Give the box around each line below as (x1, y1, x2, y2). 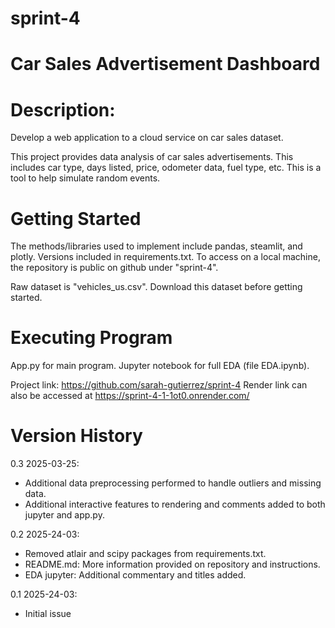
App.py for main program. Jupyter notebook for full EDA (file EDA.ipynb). (10, 360, 310, 372)
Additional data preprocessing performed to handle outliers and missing (24, 477, 322, 489)
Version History (10, 425, 143, 447)
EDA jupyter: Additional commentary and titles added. (24, 569, 247, 581)
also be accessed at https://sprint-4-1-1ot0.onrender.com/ (10, 390, 250, 402)
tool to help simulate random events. (10, 172, 161, 184)
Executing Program (10, 327, 173, 349)
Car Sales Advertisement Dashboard (10, 53, 321, 76)
